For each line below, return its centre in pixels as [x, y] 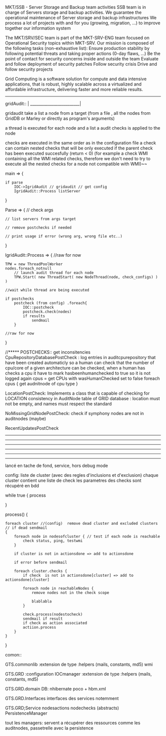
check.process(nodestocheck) [53, 614]
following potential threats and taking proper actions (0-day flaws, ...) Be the [83, 53]
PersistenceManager [26, 713]
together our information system [38, 28]
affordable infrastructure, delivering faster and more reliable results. [74, 89]
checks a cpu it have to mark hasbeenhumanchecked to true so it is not [78, 373]
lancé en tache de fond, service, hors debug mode [57, 465]
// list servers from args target [41, 219]
